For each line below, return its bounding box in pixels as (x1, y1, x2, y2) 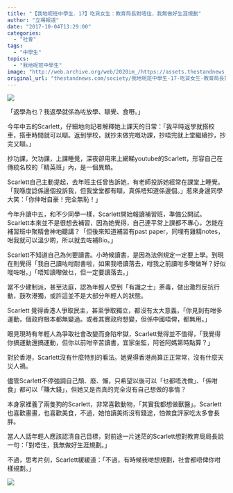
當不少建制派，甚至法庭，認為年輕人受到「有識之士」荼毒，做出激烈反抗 (7, 283, 214, 292)
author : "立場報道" (7, 17, 60, 24)
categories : (7, 29, 42, 37)
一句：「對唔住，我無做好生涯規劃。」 (7, 441, 111, 449)
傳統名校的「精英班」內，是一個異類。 (7, 163, 116, 172)
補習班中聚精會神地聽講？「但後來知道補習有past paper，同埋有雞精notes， (7, 227, 224, 236)
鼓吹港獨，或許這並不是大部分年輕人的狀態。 (19, 292, 147, 300)
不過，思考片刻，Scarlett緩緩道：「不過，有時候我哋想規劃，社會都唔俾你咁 (7, 456, 221, 464)
